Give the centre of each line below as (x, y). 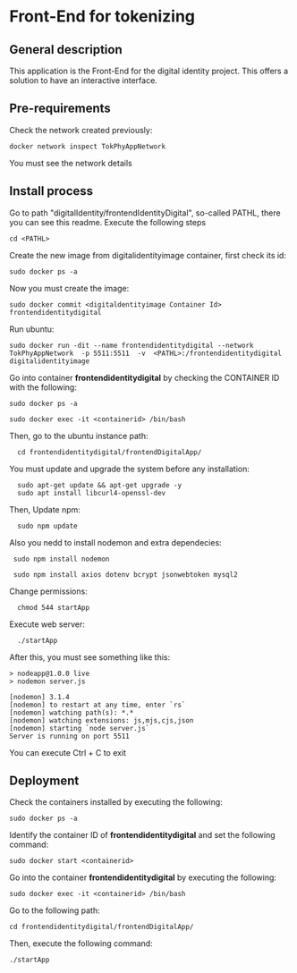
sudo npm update (47, 526)
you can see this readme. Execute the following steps (108, 222)
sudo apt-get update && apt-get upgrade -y (99, 485)
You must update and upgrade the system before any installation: (130, 469)
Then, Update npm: (45, 509)
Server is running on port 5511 (69, 736)
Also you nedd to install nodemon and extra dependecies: (115, 542)
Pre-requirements (60, 109)
